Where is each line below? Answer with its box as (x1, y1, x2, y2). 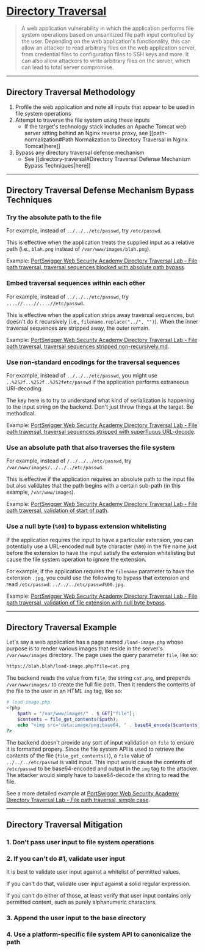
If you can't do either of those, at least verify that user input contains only (6, 892, 191, 899)
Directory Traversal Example (6, 622, 117, 633)
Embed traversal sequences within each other (6, 279, 146, 288)
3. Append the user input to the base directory (6, 913, 146, 922)
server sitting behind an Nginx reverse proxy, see (24, 129, 148, 136)
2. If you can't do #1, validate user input (6, 854, 126, 863)
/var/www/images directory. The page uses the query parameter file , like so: (6, 652, 198, 659)
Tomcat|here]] (24, 142, 61, 149)
